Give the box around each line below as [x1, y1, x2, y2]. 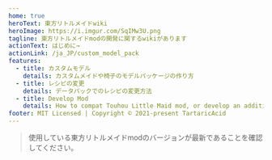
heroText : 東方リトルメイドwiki [8, 19, 108, 27]
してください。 [28, 143, 79, 152]
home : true [8, 11, 45, 20]
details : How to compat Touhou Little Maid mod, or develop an [23, 102, 241, 110]
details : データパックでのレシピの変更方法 [23, 86, 152, 95]
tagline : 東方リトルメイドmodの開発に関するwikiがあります [8, 34, 188, 43]
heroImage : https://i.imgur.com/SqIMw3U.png [8, 27, 161, 35]
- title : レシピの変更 [15, 79, 85, 87]
